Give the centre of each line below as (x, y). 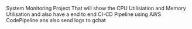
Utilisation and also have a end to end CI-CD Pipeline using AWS (84, 14)
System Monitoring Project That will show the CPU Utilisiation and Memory (96, 8)
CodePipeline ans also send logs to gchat (56, 20)
